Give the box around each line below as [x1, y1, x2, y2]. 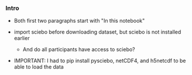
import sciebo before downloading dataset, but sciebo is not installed [13, 28, 181, 35]
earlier [13, 35, 30, 42]
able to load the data [13, 63, 64, 70]
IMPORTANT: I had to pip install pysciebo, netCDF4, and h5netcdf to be [13, 57, 186, 65]
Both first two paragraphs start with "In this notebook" [13, 17, 145, 24]
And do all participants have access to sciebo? [22, 46, 135, 53]
